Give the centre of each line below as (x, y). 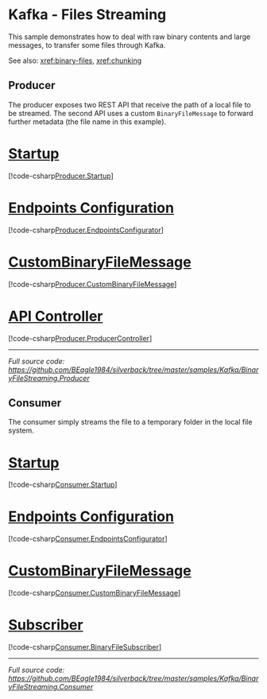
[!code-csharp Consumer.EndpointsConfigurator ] (88, 539)
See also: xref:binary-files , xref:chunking (75, 60)
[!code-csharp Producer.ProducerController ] (80, 338)
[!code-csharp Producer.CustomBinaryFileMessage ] (93, 284)
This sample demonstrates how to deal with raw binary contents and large (130, 37)
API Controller (56, 316)
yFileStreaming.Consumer (51, 687)
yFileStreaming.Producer (49, 378)
